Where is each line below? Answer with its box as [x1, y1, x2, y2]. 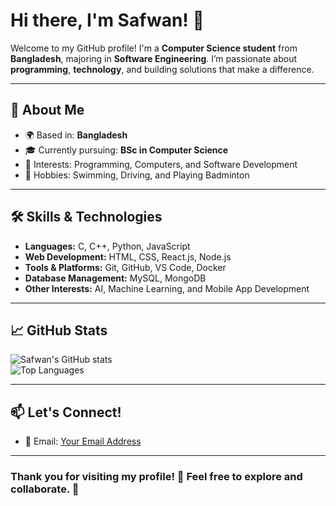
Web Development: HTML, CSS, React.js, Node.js [24, 250, 232, 263]
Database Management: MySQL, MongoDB [24, 272, 207, 284]
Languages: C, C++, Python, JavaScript [24, 240, 191, 252]
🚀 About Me [10, 102, 85, 119]
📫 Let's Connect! [10, 404, 122, 421]
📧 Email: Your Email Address [24, 435, 142, 448]
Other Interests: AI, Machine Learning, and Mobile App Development [24, 282, 310, 294]
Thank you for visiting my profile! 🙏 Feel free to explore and [10, 470, 303, 484]
